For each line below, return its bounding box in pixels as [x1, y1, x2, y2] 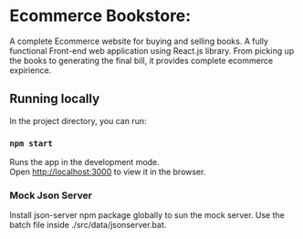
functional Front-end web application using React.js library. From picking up [9, 45, 295, 56]
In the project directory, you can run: [9, 115, 147, 126]
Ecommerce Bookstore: [9, 5, 192, 26]
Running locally [9, 91, 100, 107]
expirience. [9, 65, 52, 76]
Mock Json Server [9, 189, 93, 202]
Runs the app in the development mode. [9, 157, 160, 168]
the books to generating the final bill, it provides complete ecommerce [9, 55, 274, 66]
